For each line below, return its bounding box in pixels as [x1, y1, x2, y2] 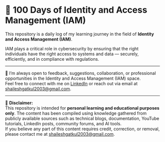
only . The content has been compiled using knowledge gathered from [5, 110, 147, 116]
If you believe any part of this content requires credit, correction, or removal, [5, 126, 160, 132]
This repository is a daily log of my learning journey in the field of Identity [5, 31, 154, 37]
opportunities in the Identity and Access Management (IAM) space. [5, 75, 141, 81]
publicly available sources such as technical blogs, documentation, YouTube [5, 115, 160, 121]
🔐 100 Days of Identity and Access [5, 4, 147, 16]
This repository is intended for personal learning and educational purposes [5, 105, 160, 111]
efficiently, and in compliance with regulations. [5, 56, 99, 62]
